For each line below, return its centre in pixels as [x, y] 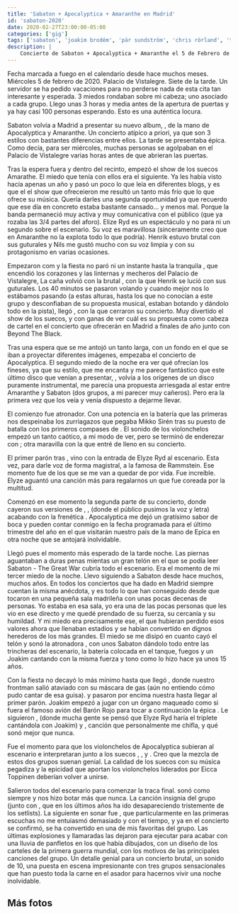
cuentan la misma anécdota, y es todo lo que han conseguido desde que [113, 590]
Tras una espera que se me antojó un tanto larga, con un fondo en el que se [118, 347]
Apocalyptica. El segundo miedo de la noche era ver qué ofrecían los [108, 362]
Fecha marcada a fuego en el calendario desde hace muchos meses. [108, 73]
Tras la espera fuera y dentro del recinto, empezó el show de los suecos [113, 169]
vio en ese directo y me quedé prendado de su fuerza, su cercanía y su [112, 613]
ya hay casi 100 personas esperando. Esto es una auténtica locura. [105, 111]
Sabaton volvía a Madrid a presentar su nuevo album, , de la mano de [108, 125]
